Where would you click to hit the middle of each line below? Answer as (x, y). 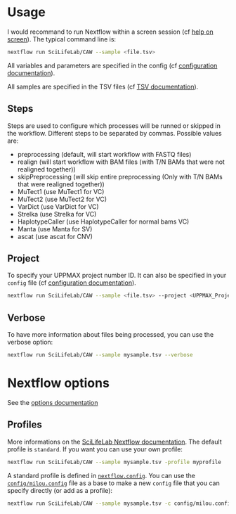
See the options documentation (53, 402)
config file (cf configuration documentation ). (72, 283)
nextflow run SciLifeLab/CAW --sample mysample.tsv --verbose (100, 355)
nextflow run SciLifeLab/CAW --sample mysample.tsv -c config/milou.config (120, 503)
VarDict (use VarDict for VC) (58, 206)
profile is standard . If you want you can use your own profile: (95, 449)
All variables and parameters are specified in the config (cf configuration (112, 65)
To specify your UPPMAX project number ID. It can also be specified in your (117, 276)
